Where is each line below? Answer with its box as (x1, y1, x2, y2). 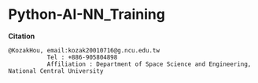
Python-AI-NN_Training (8, 5, 165, 23)
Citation (8, 31, 35, 41)
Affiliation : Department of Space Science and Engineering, (46, 60, 252, 68)
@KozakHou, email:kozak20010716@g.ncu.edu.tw (8, 46, 160, 54)
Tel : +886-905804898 (46, 53, 118, 61)
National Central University (8, 67, 104, 75)
